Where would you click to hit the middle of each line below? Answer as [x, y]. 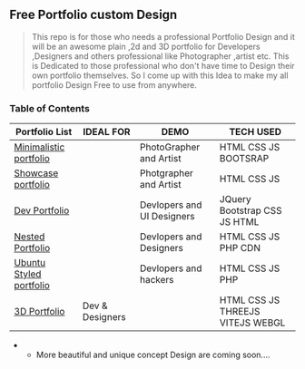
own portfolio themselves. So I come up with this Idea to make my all [160, 75]
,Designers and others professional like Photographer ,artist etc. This [160, 56]
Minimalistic [39, 147]
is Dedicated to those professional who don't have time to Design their [163, 65]
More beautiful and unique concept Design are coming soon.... [153, 355]
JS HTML [239, 222]
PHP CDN [240, 248]
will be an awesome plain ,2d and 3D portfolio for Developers [146, 46]
